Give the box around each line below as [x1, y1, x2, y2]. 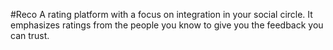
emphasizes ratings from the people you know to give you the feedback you [10, 19, 324, 31]
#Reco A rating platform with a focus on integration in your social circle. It [10, 9, 313, 20]
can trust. [10, 30, 50, 41]
